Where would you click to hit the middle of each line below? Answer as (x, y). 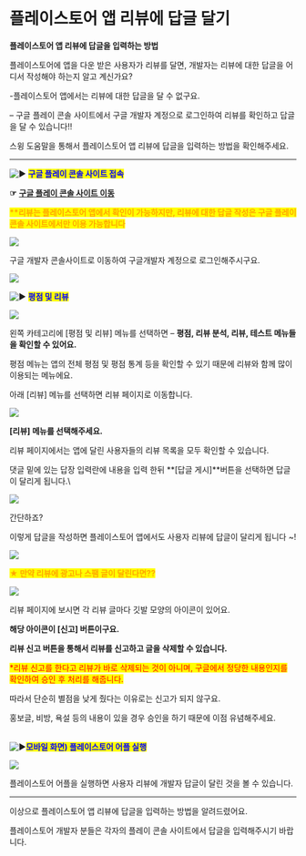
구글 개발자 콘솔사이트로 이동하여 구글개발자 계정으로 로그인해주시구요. (135, 260)
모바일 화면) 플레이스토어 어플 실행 (87, 747)
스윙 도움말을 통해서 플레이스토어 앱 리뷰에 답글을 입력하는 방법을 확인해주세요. (149, 146)
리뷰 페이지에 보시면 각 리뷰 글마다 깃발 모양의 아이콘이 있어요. (120, 609)
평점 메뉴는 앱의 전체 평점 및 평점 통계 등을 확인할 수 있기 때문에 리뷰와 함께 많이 (151, 363)
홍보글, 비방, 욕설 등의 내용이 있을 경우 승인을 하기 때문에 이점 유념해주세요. (143, 718)
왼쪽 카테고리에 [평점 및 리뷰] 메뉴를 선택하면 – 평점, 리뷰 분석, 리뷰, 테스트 (141, 332)
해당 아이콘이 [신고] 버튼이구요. (65, 628)
